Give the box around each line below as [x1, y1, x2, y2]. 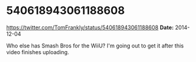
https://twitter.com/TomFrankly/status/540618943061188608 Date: [6, 24, 174, 31]
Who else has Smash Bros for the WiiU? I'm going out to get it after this [6, 42, 184, 49]
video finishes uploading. [6, 48, 70, 55]
